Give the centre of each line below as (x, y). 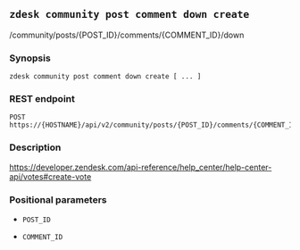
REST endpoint (42, 99)
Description (35, 147)
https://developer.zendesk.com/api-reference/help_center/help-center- (141, 167)
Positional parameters (58, 199)
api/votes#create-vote (50, 176)
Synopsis (30, 58)
